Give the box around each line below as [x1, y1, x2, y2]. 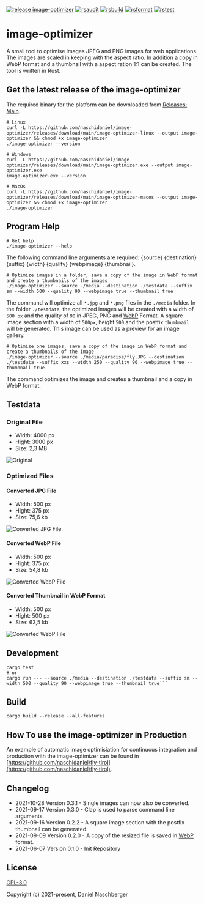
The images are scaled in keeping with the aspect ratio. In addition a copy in [6, 54, 198, 61]
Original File [6, 418, 43, 426]
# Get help [6, 237, 34, 244]
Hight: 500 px [15, 612, 50, 619]
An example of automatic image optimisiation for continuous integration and [6, 746, 197, 754]
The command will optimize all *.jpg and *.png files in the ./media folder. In [6, 298, 196, 306]
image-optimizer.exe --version [6, 172, 86, 179]
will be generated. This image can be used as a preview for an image [6, 325, 180, 332]
